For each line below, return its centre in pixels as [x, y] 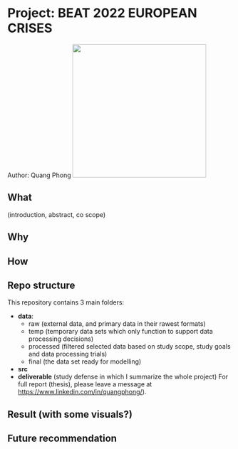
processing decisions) [61, 339]
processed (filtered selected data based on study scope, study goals [129, 347]
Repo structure [41, 285]
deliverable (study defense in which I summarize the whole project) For [123, 377]
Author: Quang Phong [39, 175]
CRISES [30, 28]
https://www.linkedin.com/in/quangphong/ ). [82, 392]
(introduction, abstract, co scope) [57, 214]
